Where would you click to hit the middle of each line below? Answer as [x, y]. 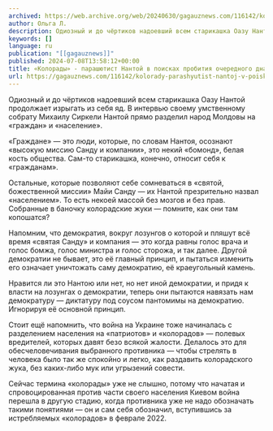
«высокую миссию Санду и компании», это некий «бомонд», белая [126, 149]
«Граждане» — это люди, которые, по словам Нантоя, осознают [121, 141]
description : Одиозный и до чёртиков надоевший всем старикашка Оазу [129, 31]
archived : [25, 16]
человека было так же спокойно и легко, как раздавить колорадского [131, 359]
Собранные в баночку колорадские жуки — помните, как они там [123, 209]
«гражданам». [33, 166]
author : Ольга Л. [38, 24]
